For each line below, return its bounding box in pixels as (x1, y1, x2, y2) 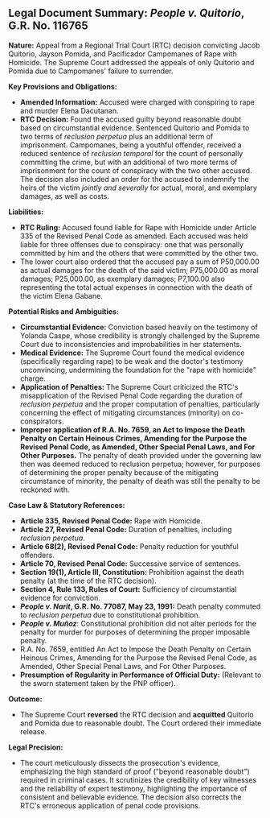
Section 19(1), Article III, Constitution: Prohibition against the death (19, 567, 244, 576)
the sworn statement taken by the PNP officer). (19, 678, 177, 688)
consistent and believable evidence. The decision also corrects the (19, 792, 242, 802)
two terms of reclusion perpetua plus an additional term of (19, 131, 214, 141)
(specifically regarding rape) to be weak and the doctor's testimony (19, 356, 243, 366)
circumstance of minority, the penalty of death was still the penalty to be (19, 476, 261, 485)
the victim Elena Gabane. (19, 291, 103, 300)
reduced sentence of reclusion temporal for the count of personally (19, 148, 243, 158)
